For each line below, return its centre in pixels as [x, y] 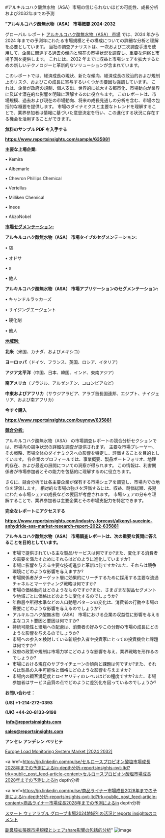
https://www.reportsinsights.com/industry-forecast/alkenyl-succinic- [79, 521]
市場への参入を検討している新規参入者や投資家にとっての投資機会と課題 [85, 639]
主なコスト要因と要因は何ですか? [46, 621]
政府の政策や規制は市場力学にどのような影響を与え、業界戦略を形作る [83, 652]
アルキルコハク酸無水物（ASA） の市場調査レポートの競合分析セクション [79, 441]
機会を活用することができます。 [41, 119]
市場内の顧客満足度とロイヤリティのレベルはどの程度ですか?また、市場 [84, 676]
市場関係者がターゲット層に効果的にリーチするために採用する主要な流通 [85, 578]
